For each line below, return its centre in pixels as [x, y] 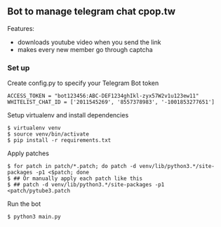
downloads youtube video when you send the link [89, 42]
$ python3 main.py [34, 217]
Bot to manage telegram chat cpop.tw [92, 12]
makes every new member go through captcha [85, 49]
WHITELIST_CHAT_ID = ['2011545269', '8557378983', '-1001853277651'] [111, 102]
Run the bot [24, 204]
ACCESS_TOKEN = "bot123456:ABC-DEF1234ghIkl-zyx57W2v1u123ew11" [103, 96]
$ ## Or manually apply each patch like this [75, 179]
